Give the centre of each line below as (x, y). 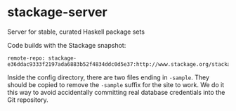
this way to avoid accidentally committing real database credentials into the (116, 92)
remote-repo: (26, 58)
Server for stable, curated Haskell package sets (76, 32)
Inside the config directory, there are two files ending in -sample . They (108, 77)
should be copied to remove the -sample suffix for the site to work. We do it (116, 84)
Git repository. (28, 100)
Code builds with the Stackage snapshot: (67, 45)
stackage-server (57, 12)
